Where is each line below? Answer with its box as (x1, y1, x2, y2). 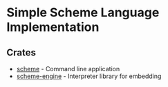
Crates (6, 47, 36, 58)
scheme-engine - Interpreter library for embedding (16, 72, 162, 80)
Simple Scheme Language (6, 5, 160, 21)
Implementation (6, 19, 100, 35)
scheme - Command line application (16, 65, 120, 73)
